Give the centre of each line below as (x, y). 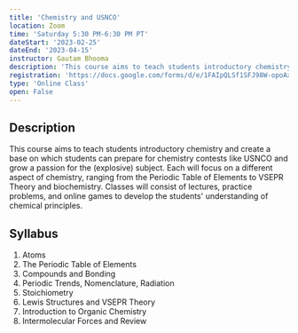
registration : (35, 75)
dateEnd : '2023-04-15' (51, 51)
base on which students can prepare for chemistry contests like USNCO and (149, 159)
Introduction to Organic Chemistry (84, 312)
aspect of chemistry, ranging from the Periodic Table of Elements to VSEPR (146, 178)
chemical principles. (46, 206)
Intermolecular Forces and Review (84, 321)
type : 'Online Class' (49, 83)
